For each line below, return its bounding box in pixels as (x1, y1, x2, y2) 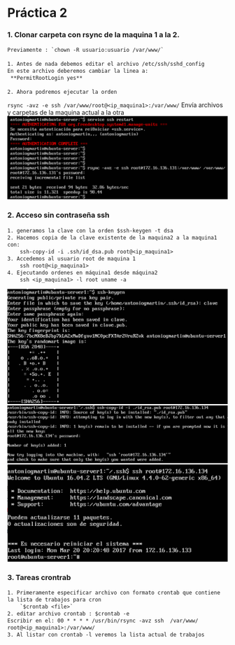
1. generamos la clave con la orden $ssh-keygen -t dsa (7, 227, 173, 234)
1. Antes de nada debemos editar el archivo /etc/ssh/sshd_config (7, 61, 205, 68)
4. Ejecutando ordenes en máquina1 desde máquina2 (7, 269, 158, 276)
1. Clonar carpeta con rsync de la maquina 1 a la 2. (7, 30, 180, 40)
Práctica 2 (7, 5, 68, 21)
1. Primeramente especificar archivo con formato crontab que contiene (7, 590, 220, 597)
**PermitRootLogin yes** (10, 75, 83, 82)
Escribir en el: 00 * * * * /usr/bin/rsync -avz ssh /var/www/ (7, 618, 199, 625)
